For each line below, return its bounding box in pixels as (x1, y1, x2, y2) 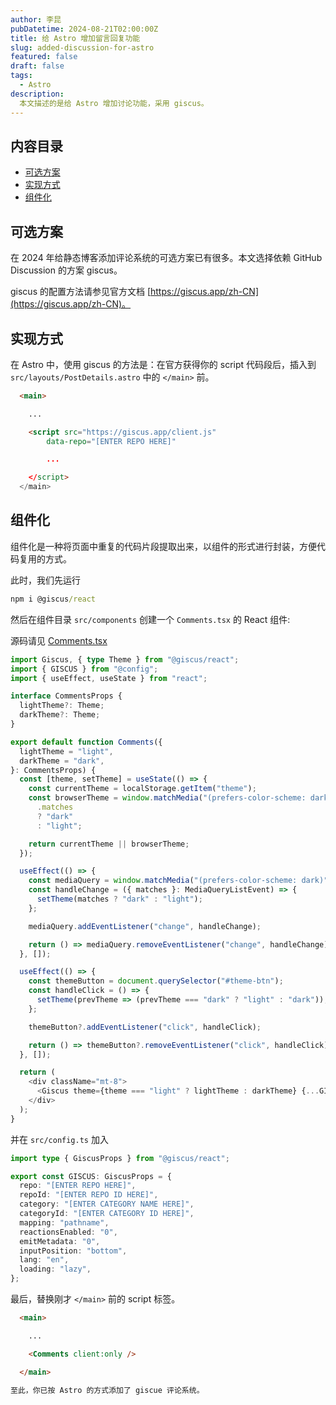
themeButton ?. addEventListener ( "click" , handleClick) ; (28, 1022, 262, 1032)
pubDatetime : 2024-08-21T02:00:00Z (10, 24, 159, 34)
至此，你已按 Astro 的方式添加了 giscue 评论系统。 (10, 1385, 205, 1395)
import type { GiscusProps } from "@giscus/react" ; (10, 1153, 230, 1163)
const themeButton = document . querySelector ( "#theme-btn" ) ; (28, 976, 284, 986)
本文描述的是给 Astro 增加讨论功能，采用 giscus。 (19, 98, 209, 108)
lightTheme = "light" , (19, 746, 114, 756)
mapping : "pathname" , (19, 1217, 110, 1228)
